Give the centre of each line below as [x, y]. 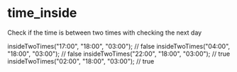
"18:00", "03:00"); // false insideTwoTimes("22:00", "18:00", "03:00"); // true [119, 54]
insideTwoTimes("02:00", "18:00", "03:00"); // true [81, 61]
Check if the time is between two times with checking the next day [105, 32]
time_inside [42, 13]
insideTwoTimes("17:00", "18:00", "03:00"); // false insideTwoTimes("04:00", [119, 46]
